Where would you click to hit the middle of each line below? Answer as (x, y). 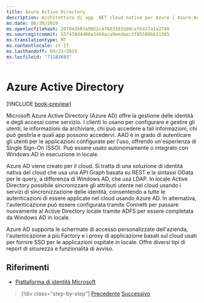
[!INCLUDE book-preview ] (39, 104)
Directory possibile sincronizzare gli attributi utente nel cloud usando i (94, 185)
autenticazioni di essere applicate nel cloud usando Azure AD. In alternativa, (101, 198)
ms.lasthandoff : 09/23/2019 (42, 52)
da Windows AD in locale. (38, 217)
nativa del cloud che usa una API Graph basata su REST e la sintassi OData (100, 172)
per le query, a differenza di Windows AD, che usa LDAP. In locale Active (97, 179)
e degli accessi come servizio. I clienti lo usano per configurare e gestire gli (101, 122)
